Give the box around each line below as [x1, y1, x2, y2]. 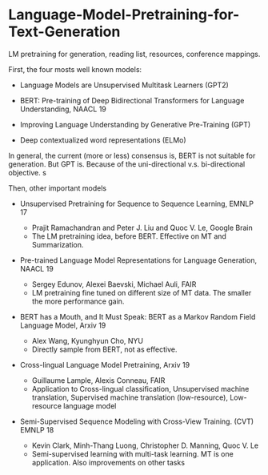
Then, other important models [8, 183, 106, 193]
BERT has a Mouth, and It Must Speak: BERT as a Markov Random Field [19, 312, 256, 321]
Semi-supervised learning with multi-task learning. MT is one [31, 449, 234, 458]
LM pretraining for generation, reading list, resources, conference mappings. [8, 49, 261, 58]
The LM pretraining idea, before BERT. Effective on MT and [31, 231, 226, 241]
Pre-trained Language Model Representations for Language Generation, [19, 255, 258, 265]
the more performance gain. [31, 296, 125, 306]
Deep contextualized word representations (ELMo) [19, 135, 186, 145]
